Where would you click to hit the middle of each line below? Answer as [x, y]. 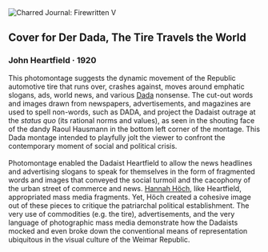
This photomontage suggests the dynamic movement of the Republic [122, 78]
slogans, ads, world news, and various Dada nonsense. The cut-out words [131, 94]
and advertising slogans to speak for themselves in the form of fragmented [132, 171]
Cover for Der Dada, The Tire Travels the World [127, 38]
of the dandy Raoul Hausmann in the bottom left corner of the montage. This [134, 129]
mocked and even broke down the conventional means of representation [128, 230]
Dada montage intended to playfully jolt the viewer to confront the [117, 137]
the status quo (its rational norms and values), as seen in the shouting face [132, 120]
